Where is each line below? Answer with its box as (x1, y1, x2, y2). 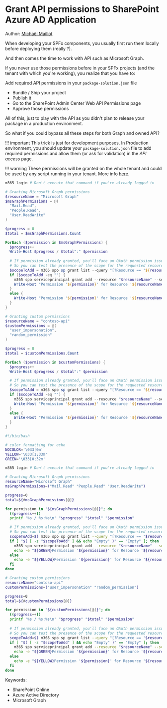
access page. (5, 156, 33, 162)
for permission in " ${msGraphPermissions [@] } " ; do (5, 506, 112, 511)
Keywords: (5, 677, 27, 683)
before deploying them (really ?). (5, 45, 72, 51)
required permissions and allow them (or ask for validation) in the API (5, 150, 147, 156)
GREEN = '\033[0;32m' (5, 456, 46, 461)
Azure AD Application (5, 14, 96, 25)
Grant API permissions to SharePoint (5, 3, 159, 15)
